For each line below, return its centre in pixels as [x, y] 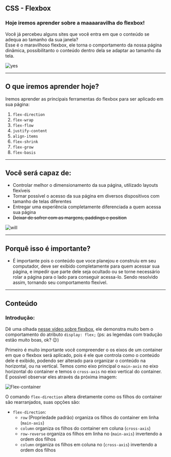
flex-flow [23, 125]
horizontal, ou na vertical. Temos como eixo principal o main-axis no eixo [82, 366]
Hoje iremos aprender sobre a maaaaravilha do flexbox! [75, 23]
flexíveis [21, 190]
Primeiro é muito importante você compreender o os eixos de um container [84, 350]
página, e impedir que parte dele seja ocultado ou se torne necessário [86, 272]
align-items [25, 136]
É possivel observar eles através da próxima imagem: [61, 377]
